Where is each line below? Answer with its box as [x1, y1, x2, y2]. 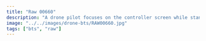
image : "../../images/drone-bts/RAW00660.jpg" [6, 20, 128, 26]
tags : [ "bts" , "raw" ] [6, 25, 62, 32]
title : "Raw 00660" [6, 8, 56, 15]
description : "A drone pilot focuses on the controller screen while [6, 14, 188, 20]
